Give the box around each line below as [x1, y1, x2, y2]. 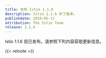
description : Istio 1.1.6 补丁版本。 [5, 12, 77, 16]
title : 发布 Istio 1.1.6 [5, 7, 53, 12]
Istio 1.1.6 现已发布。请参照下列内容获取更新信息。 [5, 39, 104, 45]
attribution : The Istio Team [5, 20, 64, 25]
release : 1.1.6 [5, 25, 36, 30]
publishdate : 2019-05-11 [5, 16, 55, 21]
